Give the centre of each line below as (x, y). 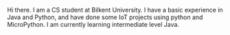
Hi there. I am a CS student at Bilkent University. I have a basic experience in (115, 10)
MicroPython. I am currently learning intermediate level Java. (93, 24)
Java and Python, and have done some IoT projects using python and (105, 17)
